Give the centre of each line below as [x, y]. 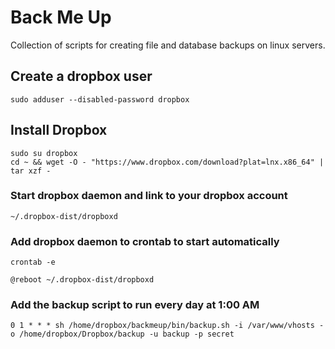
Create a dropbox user [81, 76]
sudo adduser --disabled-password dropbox [100, 99]
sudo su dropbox [44, 153]
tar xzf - [31, 171]
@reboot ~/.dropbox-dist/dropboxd [82, 280]
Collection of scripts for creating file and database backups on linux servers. [168, 45]
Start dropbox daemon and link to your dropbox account [149, 196]
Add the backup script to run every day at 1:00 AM [135, 305]
